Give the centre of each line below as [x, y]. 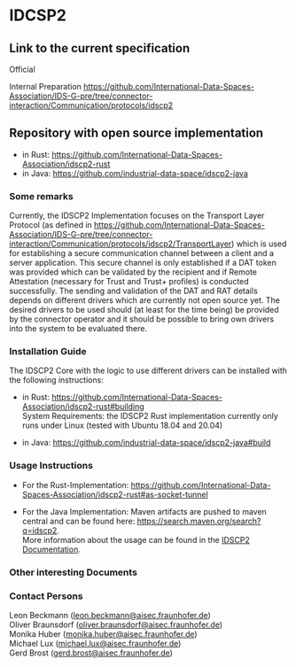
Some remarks [41, 196]
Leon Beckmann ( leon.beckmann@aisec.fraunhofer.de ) [110, 615]
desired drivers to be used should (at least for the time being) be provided [144, 310]
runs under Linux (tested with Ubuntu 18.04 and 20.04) [122, 425]
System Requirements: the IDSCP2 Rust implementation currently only [150, 416]
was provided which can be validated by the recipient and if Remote [133, 272]
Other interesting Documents [73, 572]
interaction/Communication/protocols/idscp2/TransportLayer [121, 244]
